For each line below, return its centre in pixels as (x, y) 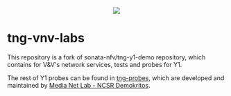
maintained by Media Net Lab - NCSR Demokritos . (79, 85)
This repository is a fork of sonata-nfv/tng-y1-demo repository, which (106, 57)
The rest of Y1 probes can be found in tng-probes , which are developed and (116, 78)
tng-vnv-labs (46, 38)
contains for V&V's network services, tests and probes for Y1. (95, 64)
